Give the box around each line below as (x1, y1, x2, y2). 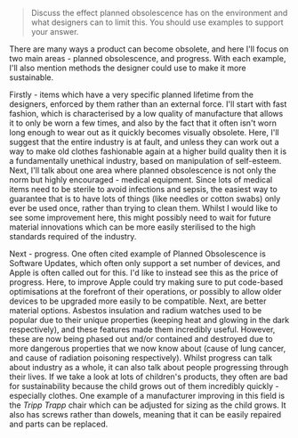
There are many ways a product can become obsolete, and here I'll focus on (9, 44, 289, 54)
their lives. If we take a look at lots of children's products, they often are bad (9, 371, 288, 382)
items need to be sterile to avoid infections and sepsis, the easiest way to (9, 184, 278, 194)
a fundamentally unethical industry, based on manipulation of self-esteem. (9, 156, 282, 166)
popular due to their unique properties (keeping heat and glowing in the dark (9, 315, 290, 325)
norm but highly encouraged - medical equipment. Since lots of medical (9, 174, 273, 185)
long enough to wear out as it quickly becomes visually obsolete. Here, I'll (9, 127, 279, 137)
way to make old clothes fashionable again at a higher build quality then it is (9, 146, 287, 157)
